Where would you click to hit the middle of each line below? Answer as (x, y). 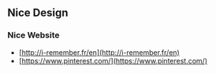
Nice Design (38, 13)
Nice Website (34, 35)
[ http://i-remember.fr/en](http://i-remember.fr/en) (99, 52)
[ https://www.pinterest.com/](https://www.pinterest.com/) (113, 60)
